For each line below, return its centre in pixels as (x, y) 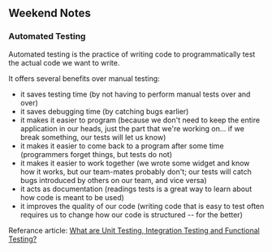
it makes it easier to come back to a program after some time (122, 146)
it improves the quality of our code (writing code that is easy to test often (142, 206)
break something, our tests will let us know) (93, 137)
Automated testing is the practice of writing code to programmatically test (132, 54)
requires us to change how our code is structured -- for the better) (132, 215)
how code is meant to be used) (72, 197)
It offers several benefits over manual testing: (84, 78)
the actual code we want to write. (64, 62)
